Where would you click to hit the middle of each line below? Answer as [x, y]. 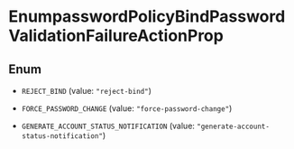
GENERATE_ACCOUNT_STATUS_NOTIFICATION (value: [108, 126]
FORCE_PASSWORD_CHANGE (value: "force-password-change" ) [127, 108]
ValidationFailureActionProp [116, 36]
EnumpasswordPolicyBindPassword [147, 17]
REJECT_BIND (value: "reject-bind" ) [87, 91]
